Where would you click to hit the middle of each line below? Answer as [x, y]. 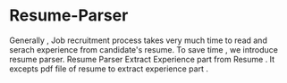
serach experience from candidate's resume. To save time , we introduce [144, 49]
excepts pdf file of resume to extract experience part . [109, 69]
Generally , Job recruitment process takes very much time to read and [139, 40]
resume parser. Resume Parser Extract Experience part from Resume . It [142, 59]
